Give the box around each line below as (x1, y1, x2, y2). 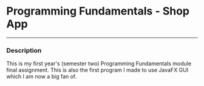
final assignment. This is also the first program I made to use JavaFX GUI (6, 67, 189, 74)
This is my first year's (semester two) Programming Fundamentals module (6, 60, 192, 67)
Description (6, 46, 42, 55)
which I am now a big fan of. (6, 73, 77, 80)
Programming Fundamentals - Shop (6, 4, 190, 18)
